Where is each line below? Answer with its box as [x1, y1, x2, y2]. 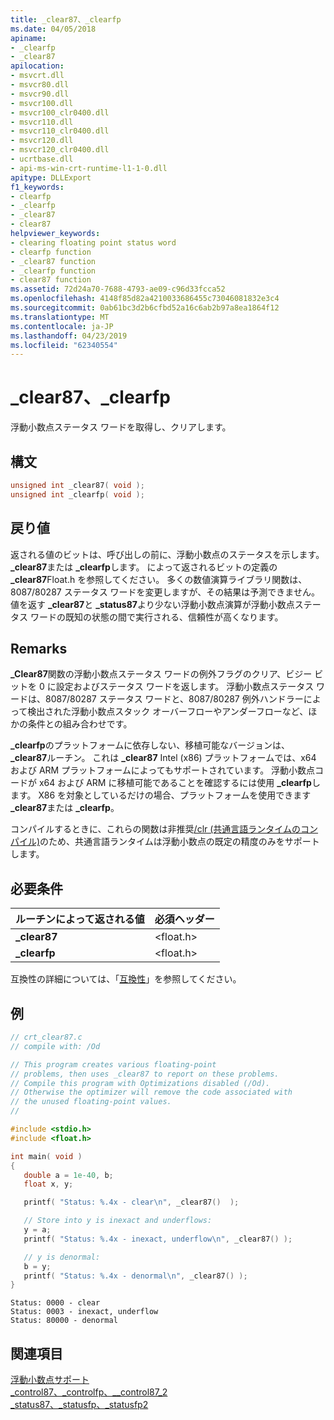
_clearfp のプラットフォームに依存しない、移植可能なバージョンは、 [10, 739, 290, 751]
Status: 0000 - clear [10, 1298, 101, 1308]
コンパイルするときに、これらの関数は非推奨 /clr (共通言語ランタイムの [10, 823, 302, 835]
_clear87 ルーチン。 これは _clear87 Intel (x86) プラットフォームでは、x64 [10, 752, 317, 764]
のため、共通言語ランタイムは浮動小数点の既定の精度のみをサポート [39, 836, 320, 848]
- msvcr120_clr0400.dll [10, 145, 110, 155]
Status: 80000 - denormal [10, 1316, 118, 1326]
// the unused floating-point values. [10, 1097, 172, 1107]
